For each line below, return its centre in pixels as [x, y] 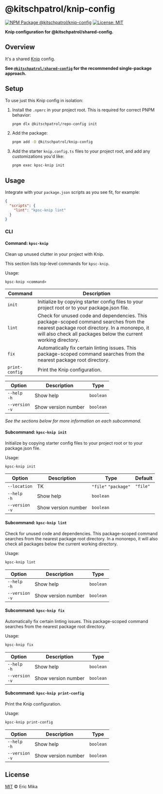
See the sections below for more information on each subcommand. [73, 421]
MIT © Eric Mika [21, 786]
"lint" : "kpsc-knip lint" [40, 210]
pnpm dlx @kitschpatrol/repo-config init [54, 124]
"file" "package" [111, 487]
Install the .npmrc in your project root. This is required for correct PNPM [83, 110]
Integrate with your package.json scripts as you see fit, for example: [73, 192]
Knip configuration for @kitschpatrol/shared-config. [59, 32]
